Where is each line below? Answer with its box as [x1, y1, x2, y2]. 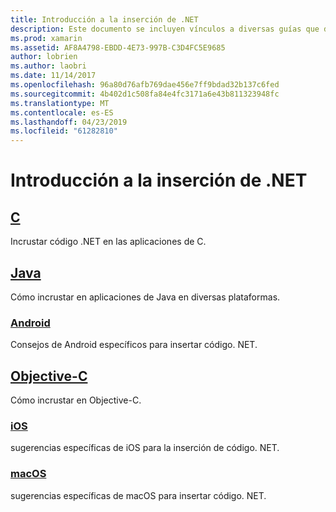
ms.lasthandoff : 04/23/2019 [10, 117, 128, 127]
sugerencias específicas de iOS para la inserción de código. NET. [10, 442, 280, 454]
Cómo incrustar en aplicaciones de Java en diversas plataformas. [10, 291, 281, 303]
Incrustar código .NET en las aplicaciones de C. [10, 236, 207, 248]
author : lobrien [10, 52, 78, 62]
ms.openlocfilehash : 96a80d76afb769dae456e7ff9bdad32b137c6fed [10, 80, 280, 90]
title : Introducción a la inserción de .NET [10, 14, 199, 25]
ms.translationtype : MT [10, 98, 110, 108]
